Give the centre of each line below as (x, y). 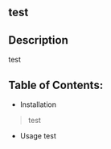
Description (38, 40)
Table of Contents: (56, 85)
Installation (38, 104)
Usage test (38, 136)
